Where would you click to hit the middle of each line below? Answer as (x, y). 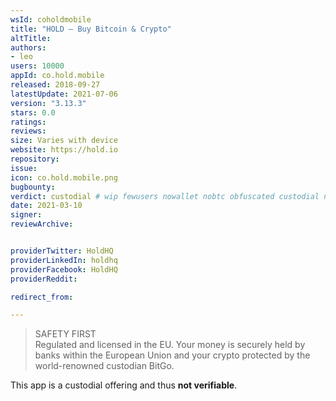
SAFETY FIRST (65, 334)
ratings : (28, 122)
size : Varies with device (64, 141)
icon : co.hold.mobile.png (64, 177)
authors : (28, 47)
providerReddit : (44, 279)
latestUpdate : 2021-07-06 (64, 94)
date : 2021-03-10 (46, 206)
